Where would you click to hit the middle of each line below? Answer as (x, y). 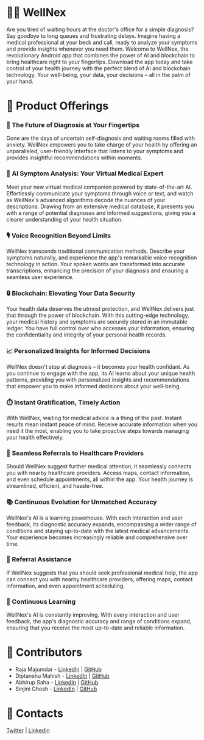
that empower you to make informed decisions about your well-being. (94, 386)
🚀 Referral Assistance (39, 559)
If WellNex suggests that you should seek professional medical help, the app (102, 573)
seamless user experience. (40, 277)
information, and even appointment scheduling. (65, 586)
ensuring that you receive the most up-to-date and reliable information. (96, 628)
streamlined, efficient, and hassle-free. (55, 486)
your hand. (20, 81)
